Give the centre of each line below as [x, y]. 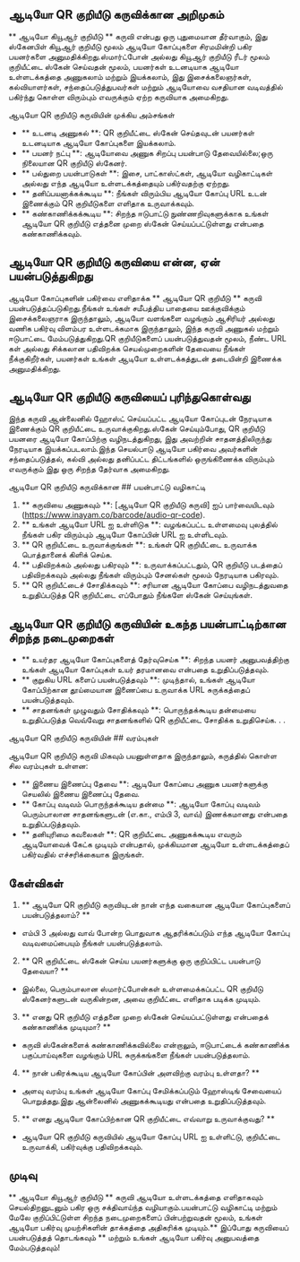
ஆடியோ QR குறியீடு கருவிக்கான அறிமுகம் [116, 15]
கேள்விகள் [36, 883]
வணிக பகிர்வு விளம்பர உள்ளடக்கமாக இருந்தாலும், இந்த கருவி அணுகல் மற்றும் [144, 328]
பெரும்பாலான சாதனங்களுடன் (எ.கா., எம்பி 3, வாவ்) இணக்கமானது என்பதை [154, 814]
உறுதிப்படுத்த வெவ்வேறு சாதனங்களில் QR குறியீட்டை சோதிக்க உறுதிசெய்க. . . [153, 720]
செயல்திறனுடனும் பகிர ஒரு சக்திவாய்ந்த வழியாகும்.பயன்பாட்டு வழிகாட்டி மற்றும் [143, 1207]
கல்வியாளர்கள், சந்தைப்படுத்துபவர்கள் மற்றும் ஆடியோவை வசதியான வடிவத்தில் [146, 86]
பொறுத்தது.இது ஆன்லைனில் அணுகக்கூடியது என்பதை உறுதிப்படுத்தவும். [144, 1101]
